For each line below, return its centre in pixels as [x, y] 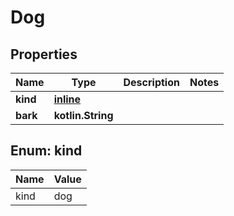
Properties [44, 54]
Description [151, 82]
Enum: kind [46, 151]
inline [67, 99]
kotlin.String [83, 115]
